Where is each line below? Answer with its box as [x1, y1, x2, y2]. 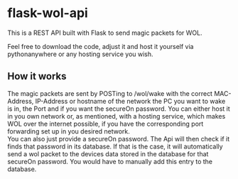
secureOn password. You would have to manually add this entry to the [7, 157, 213, 166]
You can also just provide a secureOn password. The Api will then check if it [7, 134, 230, 143]
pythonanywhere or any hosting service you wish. [7, 50, 154, 58]
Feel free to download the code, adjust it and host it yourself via [7, 42, 194, 50]
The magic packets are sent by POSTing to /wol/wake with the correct [7, 89, 213, 97]
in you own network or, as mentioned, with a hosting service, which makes [7, 112, 226, 120]
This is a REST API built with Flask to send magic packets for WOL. [7, 28, 202, 37]
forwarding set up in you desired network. [7, 126, 130, 136]
